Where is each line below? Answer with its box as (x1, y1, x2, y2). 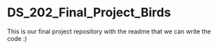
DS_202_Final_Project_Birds (7, 5, 171, 20)
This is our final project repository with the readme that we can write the (7, 27, 211, 35)
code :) (7, 34, 27, 42)
